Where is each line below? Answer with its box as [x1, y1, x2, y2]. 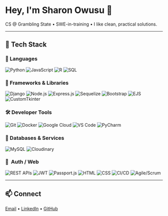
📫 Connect [5, 190, 41, 198]
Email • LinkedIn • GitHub [5, 205, 58, 211]
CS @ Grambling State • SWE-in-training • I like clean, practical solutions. [5, 21, 157, 27]
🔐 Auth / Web [5, 158, 39, 165]
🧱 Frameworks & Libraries [5, 79, 69, 86]
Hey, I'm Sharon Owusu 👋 [5, 5, 112, 16]
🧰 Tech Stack [5, 40, 47, 49]
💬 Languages [5, 55, 37, 62]
